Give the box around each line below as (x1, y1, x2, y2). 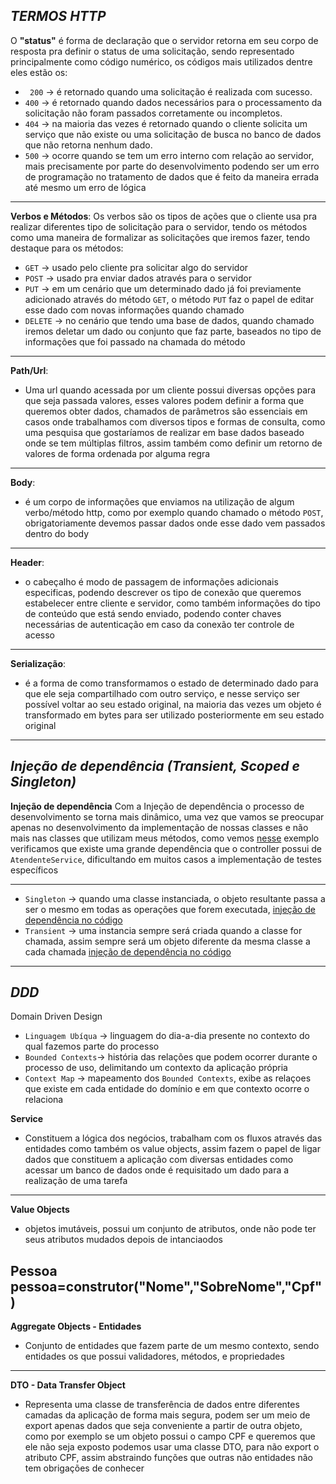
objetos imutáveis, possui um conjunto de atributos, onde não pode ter (24, 1223, 317, 1235)
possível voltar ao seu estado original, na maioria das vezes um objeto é (24, 698, 322, 710)
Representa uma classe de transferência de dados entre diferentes (24, 1399, 300, 1411)
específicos (10, 864, 59, 876)
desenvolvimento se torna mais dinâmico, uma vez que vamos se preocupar (10, 810, 325, 823)
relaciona (24, 1094, 64, 1106)
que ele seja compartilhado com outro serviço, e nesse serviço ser (24, 687, 301, 699)
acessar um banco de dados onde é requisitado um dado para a (24, 1164, 290, 1176)
